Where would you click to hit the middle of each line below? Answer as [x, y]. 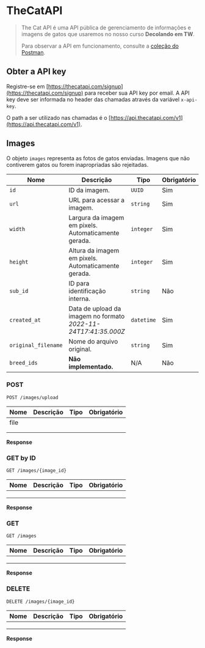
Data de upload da [95, 308]
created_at [25, 320]
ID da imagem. [89, 190]
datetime [144, 320]
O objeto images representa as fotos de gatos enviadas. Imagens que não [98, 158]
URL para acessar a [97, 200]
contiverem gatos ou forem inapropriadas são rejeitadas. [77, 164]
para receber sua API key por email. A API [137, 93]
